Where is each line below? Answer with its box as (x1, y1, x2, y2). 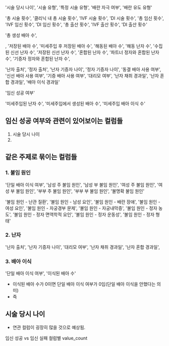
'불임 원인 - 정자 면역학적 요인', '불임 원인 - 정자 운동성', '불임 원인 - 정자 (12, 211, 155, 218)
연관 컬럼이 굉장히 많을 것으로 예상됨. (12, 324, 86, 330)
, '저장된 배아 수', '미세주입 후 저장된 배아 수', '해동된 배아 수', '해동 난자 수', (5, 43, 152, 49)
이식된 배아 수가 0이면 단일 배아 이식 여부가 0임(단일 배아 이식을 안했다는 (12, 281, 156, 287)
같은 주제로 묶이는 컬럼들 (5, 153, 77, 161)
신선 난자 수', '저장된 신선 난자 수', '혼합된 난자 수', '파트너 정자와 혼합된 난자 (10, 50, 160, 55)
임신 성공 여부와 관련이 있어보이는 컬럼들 (5, 117, 123, 125)
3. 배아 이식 (5, 257, 32, 265)
